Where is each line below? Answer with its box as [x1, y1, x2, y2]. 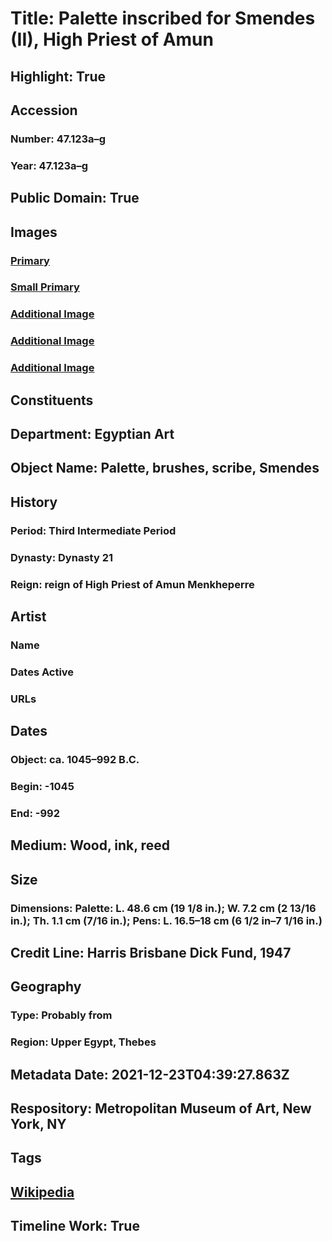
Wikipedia [10, 1183, 75, 1201]
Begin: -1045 [10, 779, 75, 793]
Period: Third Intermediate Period [10, 523, 177, 537]
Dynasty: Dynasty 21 [10, 550, 113, 564]
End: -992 [10, 806, 60, 820]
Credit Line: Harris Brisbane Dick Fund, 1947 [10, 944, 292, 961]
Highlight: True [10, 68, 107, 85]
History [10, 493, 58, 511]
